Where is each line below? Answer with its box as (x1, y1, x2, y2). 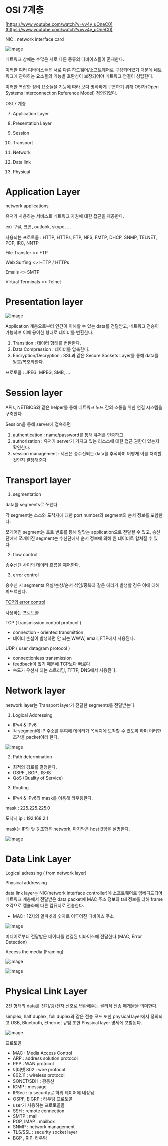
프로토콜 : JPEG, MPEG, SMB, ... (5, 369, 70, 375)
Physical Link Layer (5, 985, 88, 997)
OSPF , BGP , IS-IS (12, 769, 51, 775)
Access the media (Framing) (5, 948, 64, 955)
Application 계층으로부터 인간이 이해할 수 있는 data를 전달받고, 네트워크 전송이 (5, 323, 159, 329)
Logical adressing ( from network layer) (5, 870, 87, 876)
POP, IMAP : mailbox (12, 1118, 55, 1124)
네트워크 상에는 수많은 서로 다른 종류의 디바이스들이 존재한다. (5, 56, 124, 62)
